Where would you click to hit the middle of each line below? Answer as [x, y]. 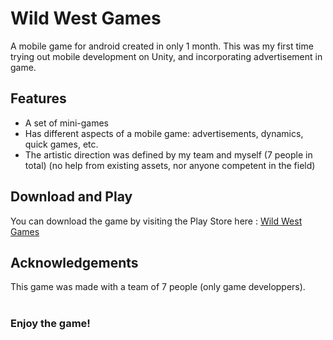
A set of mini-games [66, 123]
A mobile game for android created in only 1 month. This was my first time [162, 46]
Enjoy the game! [50, 324]
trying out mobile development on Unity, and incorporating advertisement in [166, 56]
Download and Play [71, 197]
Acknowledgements [74, 262]
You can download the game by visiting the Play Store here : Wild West [156, 221]
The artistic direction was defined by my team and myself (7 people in [168, 154]
